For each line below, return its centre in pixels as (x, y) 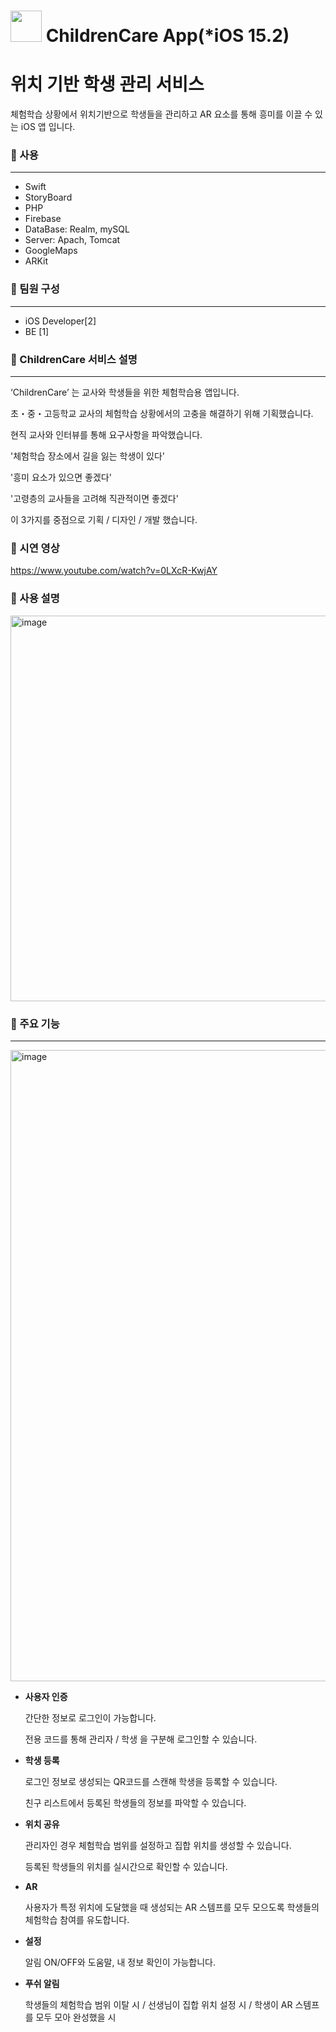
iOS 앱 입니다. (48, 127)
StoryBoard (48, 197)
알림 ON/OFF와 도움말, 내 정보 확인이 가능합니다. (120, 1962)
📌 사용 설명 (35, 598)
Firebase (43, 219)
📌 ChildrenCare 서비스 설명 (74, 359)
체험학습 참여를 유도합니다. (77, 1919)
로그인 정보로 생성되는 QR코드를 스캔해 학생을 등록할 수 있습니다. (151, 1781)
